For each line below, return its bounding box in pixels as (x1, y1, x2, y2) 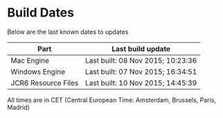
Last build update (111, 43, 171, 53)
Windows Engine (10, 67, 66, 77)
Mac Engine (10, 55, 50, 65)
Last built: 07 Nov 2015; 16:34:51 (85, 67, 197, 77)
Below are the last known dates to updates (7, 28, 129, 36)
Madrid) (7, 103, 30, 111)
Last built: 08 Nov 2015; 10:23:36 (85, 55, 197, 65)
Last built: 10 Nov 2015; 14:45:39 (85, 78, 197, 88)
